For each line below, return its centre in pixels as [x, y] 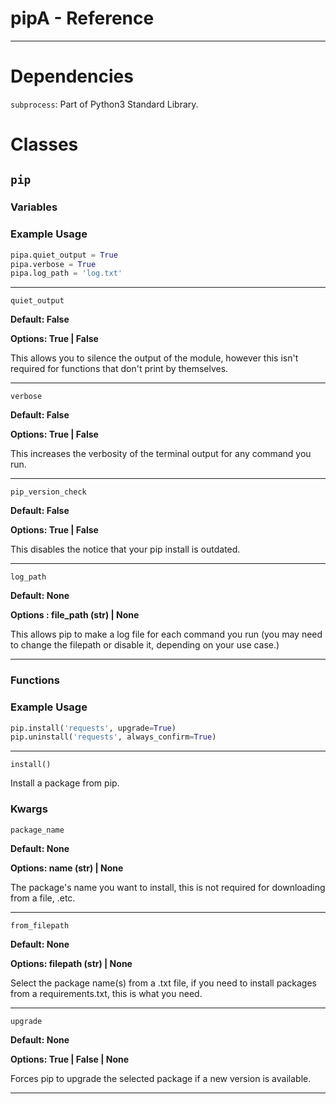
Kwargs [29, 809]
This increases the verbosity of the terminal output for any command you [161, 454]
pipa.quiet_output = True [64, 255]
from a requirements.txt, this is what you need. [106, 993]
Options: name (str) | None [67, 868]
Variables [34, 207]
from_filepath [40, 925]
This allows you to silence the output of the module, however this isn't [154, 358]
